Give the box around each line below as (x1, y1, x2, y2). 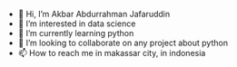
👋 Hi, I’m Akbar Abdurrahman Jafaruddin (17, 9, 171, 19)
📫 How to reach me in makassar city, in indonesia (17, 48, 206, 58)
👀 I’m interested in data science (17, 18, 136, 29)
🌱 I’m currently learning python (17, 28, 134, 38)
